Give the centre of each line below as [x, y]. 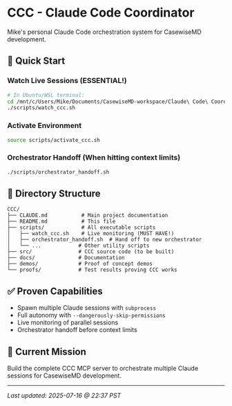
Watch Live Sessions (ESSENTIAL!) [67, 81]
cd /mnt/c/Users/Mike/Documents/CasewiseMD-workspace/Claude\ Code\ [108, 102]
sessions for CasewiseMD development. [65, 376]
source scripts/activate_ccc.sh [54, 140]
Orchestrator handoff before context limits [77, 330]
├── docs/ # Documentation [66, 258]
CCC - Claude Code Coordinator [101, 13]
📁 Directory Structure [54, 193]
